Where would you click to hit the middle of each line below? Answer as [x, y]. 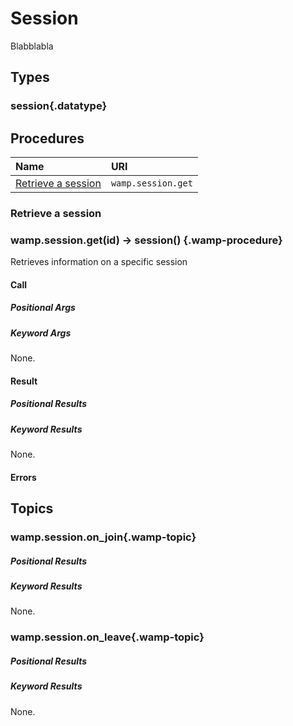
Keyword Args [41, 333]
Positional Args [43, 308]
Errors [23, 477]
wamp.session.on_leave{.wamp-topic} [107, 637]
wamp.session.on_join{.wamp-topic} [103, 537]
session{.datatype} [59, 106]
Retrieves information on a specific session [99, 262]
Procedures [47, 138]
